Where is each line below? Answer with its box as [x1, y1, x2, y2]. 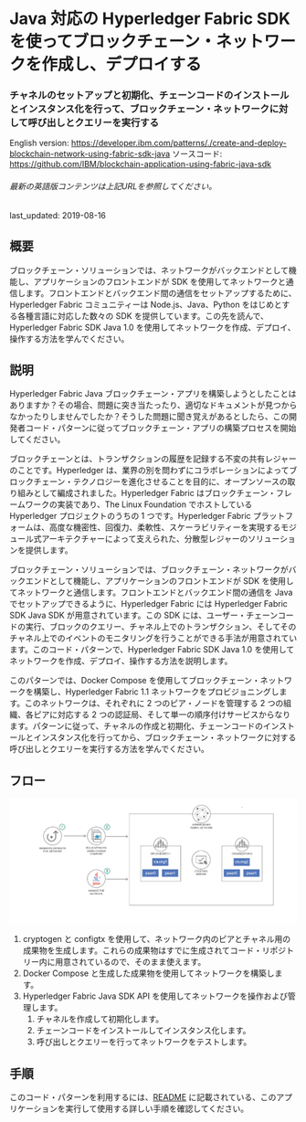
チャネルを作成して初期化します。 [36, 1013, 164, 1024]
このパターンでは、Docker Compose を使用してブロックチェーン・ [9, 675, 260, 686]
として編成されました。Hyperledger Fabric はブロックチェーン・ [33, 488, 277, 499]
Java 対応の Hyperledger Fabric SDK [9, 8, 290, 29]
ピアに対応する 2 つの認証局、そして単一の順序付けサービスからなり [33, 709, 290, 720]
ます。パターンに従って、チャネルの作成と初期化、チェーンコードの [9, 721, 263, 732]
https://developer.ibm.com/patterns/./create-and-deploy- [71, 138, 288, 149]
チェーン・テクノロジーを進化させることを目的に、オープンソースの [33, 476, 288, 487]
